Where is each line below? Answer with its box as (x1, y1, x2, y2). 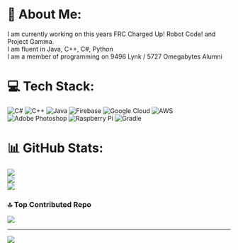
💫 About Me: (7, 6, 82, 23)
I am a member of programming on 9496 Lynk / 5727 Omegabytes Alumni (7, 52, 223, 61)
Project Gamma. (7, 37, 55, 45)
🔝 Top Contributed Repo (7, 199, 92, 209)
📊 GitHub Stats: (7, 141, 104, 156)
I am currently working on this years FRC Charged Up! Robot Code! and (7, 30, 216, 38)
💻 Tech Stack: (7, 78, 95, 95)
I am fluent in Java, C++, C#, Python (7, 44, 113, 53)
